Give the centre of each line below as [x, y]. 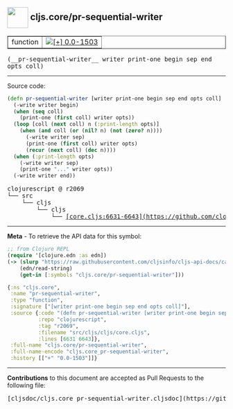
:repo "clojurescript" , [72, 320]
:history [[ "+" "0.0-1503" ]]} [54, 358]
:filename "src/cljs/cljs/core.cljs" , [94, 332]
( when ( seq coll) [38, 112]
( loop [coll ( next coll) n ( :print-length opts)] [86, 124]
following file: [26, 385]
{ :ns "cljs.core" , [34, 287]
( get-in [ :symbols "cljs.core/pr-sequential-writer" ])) [102, 275]
